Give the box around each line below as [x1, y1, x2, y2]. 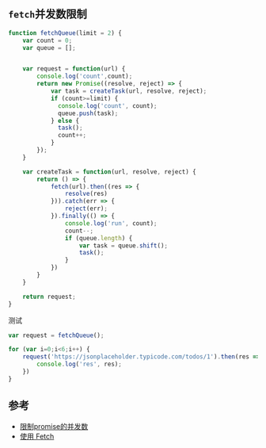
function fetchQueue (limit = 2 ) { [8, 29, 123, 37]
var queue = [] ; [22, 44, 77, 52]
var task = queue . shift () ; [78, 241, 169, 250]
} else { [50, 117, 80, 124]
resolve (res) [64, 190, 108, 198]
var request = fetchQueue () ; [8, 331, 104, 339]
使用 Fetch [19, 431, 55, 441]
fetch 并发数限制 [8, 7, 87, 21]
